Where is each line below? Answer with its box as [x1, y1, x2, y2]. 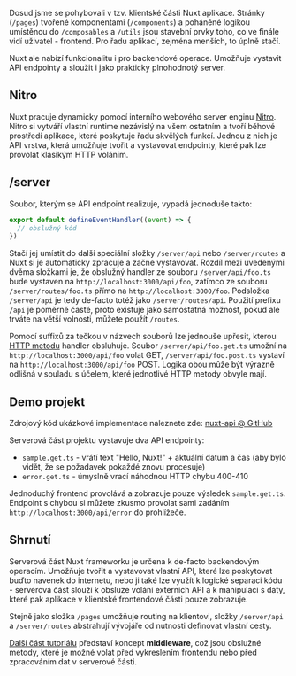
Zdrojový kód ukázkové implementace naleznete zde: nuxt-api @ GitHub [9, 418, 273, 429]
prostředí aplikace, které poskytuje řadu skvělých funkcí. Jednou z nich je [9, 130, 278, 141]
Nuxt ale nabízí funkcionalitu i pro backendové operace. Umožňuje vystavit [9, 53, 282, 63]
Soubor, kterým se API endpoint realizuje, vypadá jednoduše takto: [9, 198, 253, 209]
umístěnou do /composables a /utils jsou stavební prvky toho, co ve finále [9, 27, 280, 36]
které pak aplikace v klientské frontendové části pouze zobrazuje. [9, 594, 249, 604]
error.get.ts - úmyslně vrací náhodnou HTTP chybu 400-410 [21, 471, 249, 482]
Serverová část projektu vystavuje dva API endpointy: [9, 435, 205, 446]
